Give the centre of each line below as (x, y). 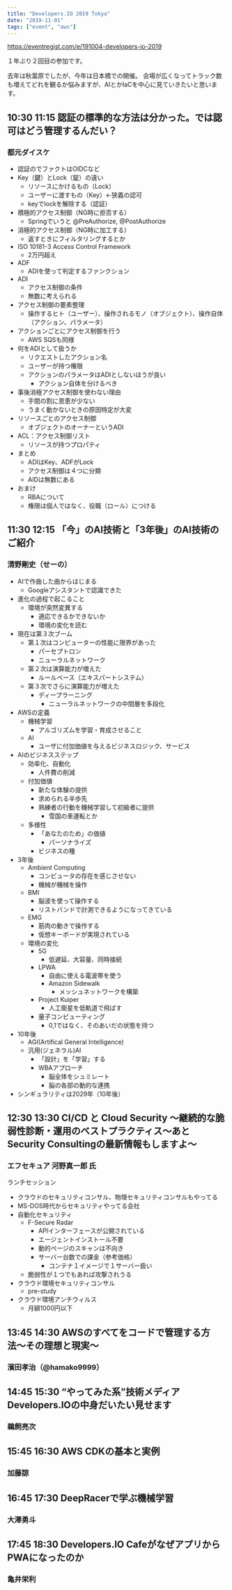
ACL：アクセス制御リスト (54, 436)
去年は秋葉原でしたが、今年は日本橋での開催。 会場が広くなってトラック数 (115, 76)
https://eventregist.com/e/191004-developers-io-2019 (85, 47)
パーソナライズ (70, 842)
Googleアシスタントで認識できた (75, 590)
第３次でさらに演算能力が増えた (74, 686)
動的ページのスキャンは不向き (81, 1248)
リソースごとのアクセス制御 (57, 418)
